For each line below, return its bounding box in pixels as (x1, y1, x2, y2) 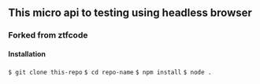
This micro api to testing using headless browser (8, 6, 252, 20)
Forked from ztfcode (8, 30, 88, 41)
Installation (8, 49, 46, 58)
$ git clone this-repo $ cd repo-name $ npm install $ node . (8, 68, 212, 76)
